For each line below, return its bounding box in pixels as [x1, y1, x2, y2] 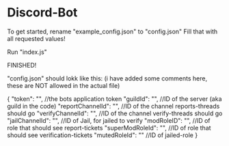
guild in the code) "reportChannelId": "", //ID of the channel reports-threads [7, 102, 220, 110]
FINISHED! [7, 61, 37, 69]
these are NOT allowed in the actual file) [7, 81, 120, 89]
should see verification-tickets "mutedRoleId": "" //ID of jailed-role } [7, 131, 198, 139]
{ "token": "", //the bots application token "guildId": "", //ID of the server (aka [7, 94, 222, 103]
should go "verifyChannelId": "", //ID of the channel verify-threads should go [7, 109, 223, 117]
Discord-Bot [7, 5, 78, 20]
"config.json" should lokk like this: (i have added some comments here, [7, 74, 207, 83]
